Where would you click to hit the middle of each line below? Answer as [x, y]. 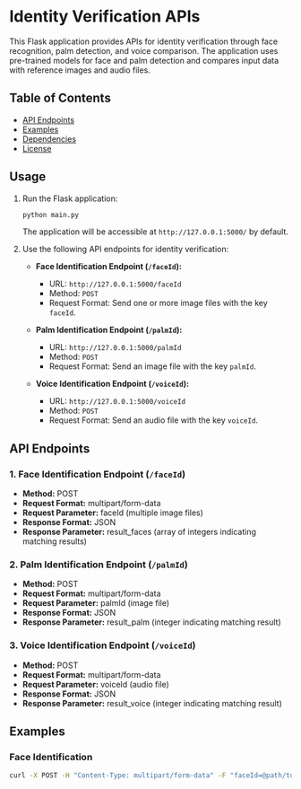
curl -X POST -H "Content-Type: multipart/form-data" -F [118, 776]
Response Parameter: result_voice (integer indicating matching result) [152, 703]
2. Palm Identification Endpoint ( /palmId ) [99, 565]
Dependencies [49, 139]
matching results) [55, 541]
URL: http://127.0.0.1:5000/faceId [115, 284]
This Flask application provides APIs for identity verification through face [144, 41]
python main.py [51, 215]
